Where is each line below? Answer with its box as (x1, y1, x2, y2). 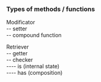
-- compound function (6, 32, 62, 39)
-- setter (6, 25, 27, 32)
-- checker (6, 56, 33, 64)
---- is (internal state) (6, 63, 60, 70)
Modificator (6, 19, 35, 26)
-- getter (6, 50, 28, 57)
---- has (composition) (6, 69, 63, 77)
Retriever (6, 43, 29, 50)
